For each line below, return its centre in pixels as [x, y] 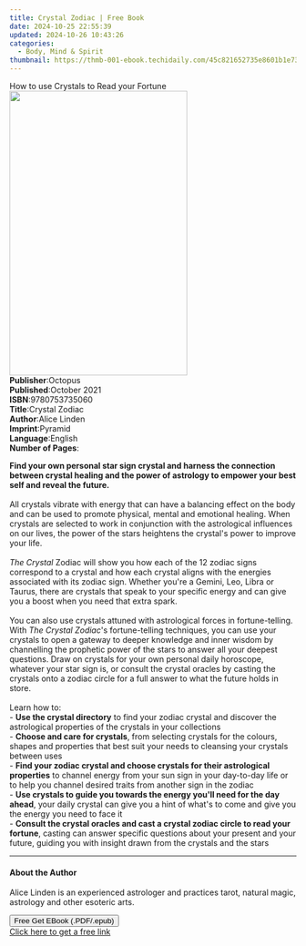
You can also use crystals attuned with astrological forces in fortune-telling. [151, 620]
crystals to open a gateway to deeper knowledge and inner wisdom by [142, 640]
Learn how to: [36, 707]
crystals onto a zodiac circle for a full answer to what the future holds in [144, 678]
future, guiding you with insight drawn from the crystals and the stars [139, 843]
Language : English [44, 438]
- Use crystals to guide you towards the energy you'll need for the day [145, 794]
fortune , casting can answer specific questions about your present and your [153, 833]
